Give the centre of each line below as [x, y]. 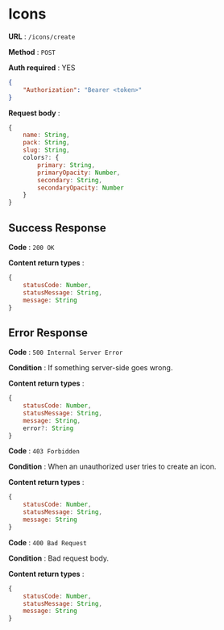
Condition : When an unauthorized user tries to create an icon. [112, 467]
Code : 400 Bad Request [48, 542]
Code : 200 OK [31, 247]
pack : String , [46, 143]
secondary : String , [70, 180]
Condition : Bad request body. [58, 558]
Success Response [57, 228]
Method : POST [32, 52]
